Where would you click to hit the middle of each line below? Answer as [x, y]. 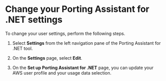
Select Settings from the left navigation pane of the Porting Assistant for [86, 43]
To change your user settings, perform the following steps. [65, 33]
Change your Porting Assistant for [77, 9]
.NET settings [34, 20]
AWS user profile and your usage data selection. [62, 73]
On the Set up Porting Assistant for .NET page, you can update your [83, 68]
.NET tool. [23, 48]
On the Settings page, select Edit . [47, 58]
